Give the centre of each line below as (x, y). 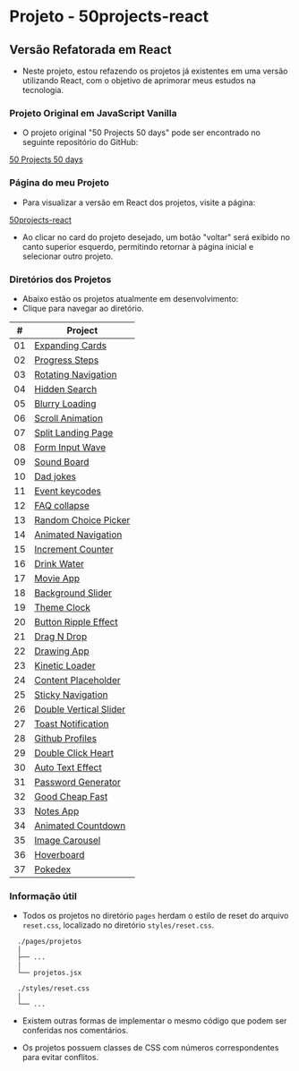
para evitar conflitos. (60, 1058)
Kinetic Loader (65, 665)
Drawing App (62, 651)
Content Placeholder (77, 680)
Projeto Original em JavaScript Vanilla (93, 113)
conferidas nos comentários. (75, 1031)
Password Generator (77, 782)
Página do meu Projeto (60, 183)
